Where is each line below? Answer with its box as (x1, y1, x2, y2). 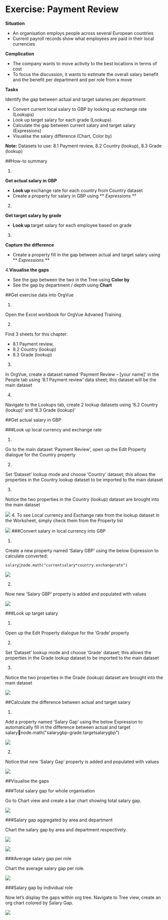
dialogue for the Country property (5, 452, 76, 458)
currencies (12, 41, 35, 47)
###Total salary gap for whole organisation (5, 787, 95, 793)
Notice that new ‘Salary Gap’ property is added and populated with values (5, 758, 159, 765)
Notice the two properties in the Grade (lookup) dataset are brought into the (5, 674, 163, 681)
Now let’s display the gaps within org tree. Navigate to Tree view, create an (5, 894, 161, 900)
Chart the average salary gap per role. (5, 865, 85, 871)
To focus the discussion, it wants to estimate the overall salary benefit (12, 71, 158, 77)
